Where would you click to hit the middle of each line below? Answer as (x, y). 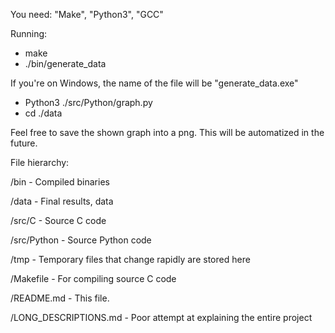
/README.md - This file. (60, 298)
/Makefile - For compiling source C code (93, 278)
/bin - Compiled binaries (60, 182)
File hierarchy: (40, 162)
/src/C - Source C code (58, 220)
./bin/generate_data (65, 63)
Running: (29, 33)
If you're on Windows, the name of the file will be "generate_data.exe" (154, 83)
